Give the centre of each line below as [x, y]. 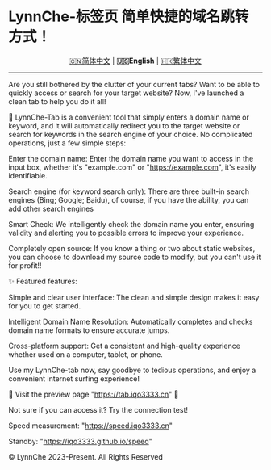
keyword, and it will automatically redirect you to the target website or [124, 125]
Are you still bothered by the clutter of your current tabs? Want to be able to [134, 84]
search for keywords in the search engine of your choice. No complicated [131, 134]
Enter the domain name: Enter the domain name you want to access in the [131, 158]
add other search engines [51, 208]
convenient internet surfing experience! [74, 378]
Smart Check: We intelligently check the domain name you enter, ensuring [131, 224]
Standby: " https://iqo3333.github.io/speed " [81, 441]
